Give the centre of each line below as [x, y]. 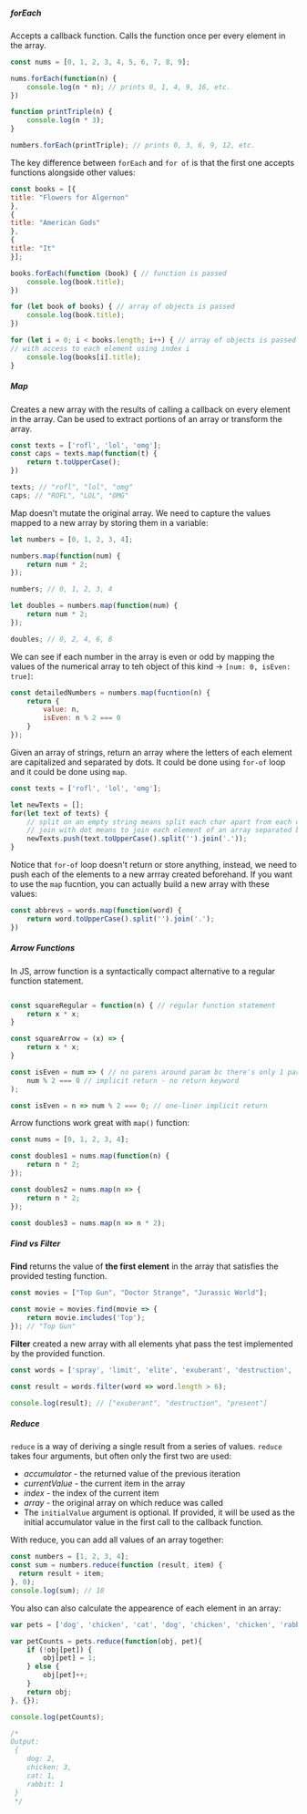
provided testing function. [59, 1276]
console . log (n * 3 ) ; [66, 120]
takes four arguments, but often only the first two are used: [121, 1456]
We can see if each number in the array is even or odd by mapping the [143, 656]
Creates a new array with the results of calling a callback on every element [150, 409]
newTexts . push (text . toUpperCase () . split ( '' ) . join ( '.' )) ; [137, 839]
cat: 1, [41, 1776]
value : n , [61, 710]
